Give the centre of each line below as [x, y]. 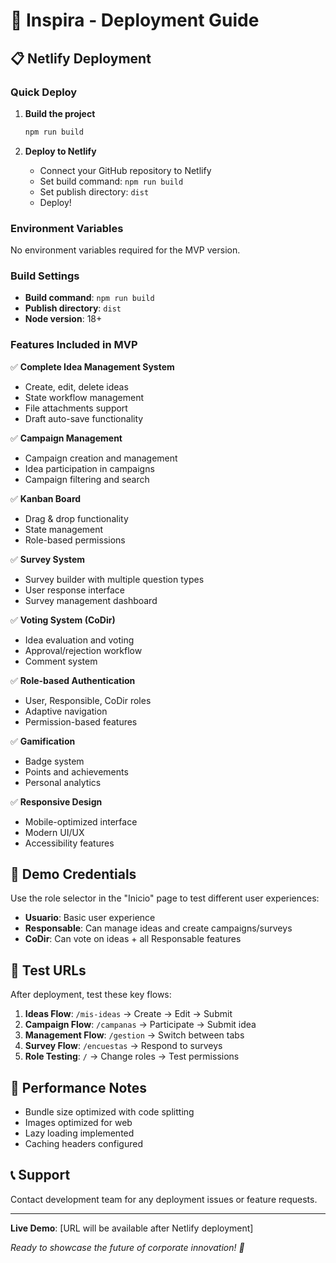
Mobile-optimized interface [81, 821]
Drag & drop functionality [76, 518]
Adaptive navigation [66, 711]
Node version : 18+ [63, 319]
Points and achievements [76, 771]
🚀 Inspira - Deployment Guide [135, 20]
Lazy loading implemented [79, 1133]
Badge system [54, 761]
